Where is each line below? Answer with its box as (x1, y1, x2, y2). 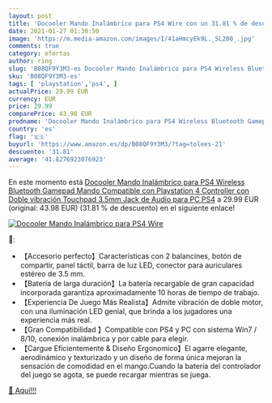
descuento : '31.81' (8, 148, 74, 156)
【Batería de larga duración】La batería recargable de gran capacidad (19, 279, 255, 289)
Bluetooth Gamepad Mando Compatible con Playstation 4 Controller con (8, 186, 249, 195)
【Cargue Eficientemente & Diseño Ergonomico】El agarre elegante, (19, 344, 249, 354)
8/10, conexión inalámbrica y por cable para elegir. (19, 334, 189, 344)
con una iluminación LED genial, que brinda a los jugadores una (19, 307, 232, 316)
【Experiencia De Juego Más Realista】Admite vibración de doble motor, (19, 298, 264, 307)
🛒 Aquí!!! (8, 386, 37, 396)
